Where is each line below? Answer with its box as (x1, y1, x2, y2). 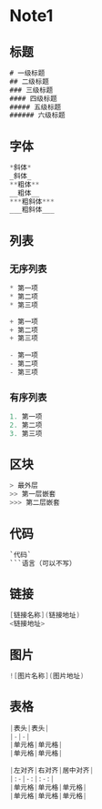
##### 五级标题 (9, 102, 62, 112)
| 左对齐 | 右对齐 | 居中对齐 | (9, 766, 94, 775)
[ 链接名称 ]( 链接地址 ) (9, 611, 80, 620)
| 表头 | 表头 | (9, 723, 50, 733)
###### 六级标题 (9, 111, 66, 120)
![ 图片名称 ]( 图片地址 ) (9, 672, 85, 681)
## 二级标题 (9, 76, 50, 86)
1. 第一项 (9, 412, 43, 421)
